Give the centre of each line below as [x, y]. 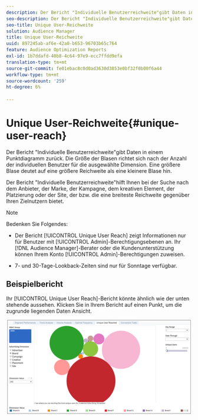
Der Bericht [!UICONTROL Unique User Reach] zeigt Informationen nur [100, 235]
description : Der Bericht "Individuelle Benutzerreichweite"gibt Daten [96, 12]
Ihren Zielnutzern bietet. [35, 201]
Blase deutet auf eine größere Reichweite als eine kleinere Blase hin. [89, 170]
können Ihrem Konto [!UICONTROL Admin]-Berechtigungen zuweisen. [100, 254]
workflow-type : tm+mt [33, 75]
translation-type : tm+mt [37, 62]
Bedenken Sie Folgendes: [37, 224]
